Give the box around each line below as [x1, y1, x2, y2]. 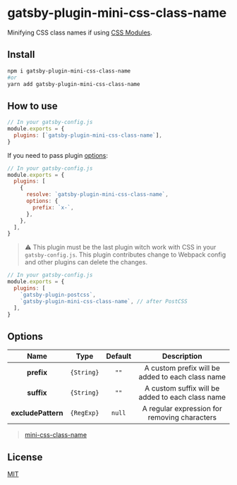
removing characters [147, 412, 217, 422]
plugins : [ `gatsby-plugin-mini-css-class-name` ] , [13, 132, 162, 139]
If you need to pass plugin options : [7, 151, 108, 159]
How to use [7, 100, 58, 112]
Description [162, 351, 202, 361]
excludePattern [11, 408, 63, 418]
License [7, 451, 43, 463]
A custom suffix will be [144, 383, 220, 393]
